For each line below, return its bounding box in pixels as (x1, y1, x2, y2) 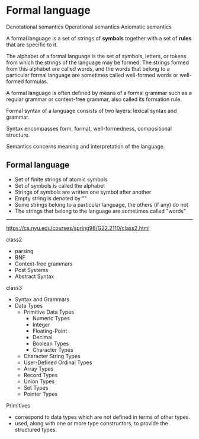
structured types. (14, 426, 57, 433)
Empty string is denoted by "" (14, 194, 87, 202)
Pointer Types (23, 390, 58, 397)
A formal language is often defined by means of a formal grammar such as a (6, 89, 192, 96)
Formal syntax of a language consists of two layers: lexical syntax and (6, 107, 177, 114)
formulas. (25, 78, 49, 85)
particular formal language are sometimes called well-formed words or (6, 71, 179, 78)
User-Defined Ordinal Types (23, 359, 92, 366)
